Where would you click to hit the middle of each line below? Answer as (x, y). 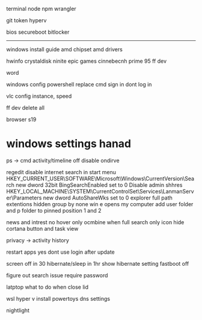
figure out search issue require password (57, 275)
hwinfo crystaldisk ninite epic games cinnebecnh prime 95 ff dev (87, 61)
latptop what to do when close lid (47, 287)
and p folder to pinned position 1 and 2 (54, 210)
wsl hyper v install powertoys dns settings (58, 298)
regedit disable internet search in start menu (61, 172)
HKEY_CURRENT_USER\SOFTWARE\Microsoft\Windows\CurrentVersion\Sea (100, 178)
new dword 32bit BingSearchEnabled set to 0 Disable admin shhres (99, 185)
